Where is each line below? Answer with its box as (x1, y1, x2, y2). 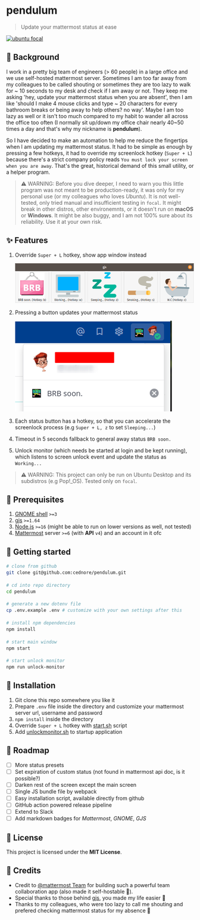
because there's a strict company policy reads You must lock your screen (6, 156, 188, 163)
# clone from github (6, 564, 58, 570)
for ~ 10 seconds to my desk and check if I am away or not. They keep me (6, 87, 187, 94)
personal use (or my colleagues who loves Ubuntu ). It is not (20, 192, 167, 200)
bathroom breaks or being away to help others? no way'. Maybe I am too (6, 106, 184, 113)
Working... (14, 460, 42, 466)
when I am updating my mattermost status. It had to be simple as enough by (6, 143, 193, 150)
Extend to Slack (14, 808, 54, 815)
